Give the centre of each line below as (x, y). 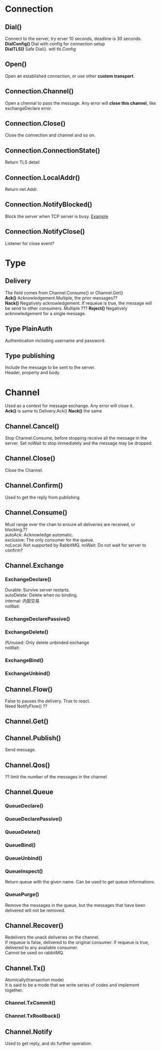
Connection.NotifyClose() (45, 232)
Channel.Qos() (28, 765)
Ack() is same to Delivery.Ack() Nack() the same (54, 411)
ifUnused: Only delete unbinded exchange (47, 643)
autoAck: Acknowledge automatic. (39, 535)
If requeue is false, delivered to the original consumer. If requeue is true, (77, 942)
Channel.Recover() (34, 926)
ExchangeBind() (24, 660)
